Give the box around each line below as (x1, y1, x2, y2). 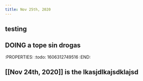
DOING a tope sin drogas (5, 41, 81, 50)
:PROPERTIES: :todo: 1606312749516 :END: (5, 54, 91, 60)
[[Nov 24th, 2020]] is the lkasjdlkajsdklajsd (5, 68, 139, 76)
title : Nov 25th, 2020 (5, 7, 51, 12)
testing (5, 25, 27, 33)
